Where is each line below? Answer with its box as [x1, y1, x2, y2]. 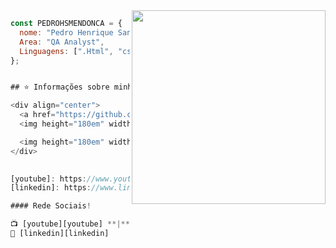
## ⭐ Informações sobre [10, 82, 110, 93]
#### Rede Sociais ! [10, 201, 92, 211]
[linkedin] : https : [10, 183, 92, 193]
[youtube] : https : [10, 174, 87, 184]
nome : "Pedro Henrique [19, 27, 114, 38]
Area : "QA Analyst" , [19, 37, 105, 47]
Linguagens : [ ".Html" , [19, 46, 114, 56]
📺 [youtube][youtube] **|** [10, 219, 130, 229]
